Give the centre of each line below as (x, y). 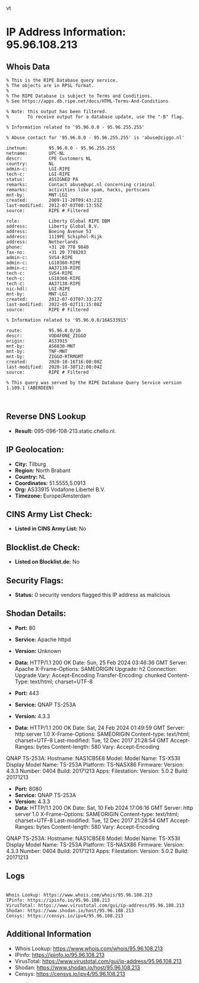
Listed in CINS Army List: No (50, 528)
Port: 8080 (29, 789)
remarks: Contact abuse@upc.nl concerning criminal (81, 185)
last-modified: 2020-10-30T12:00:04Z (54, 367)
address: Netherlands (42, 242)
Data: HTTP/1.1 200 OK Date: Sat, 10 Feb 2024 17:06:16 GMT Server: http (104, 808)
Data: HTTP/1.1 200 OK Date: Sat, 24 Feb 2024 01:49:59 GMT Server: (100, 727)
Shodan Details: (36, 613)
